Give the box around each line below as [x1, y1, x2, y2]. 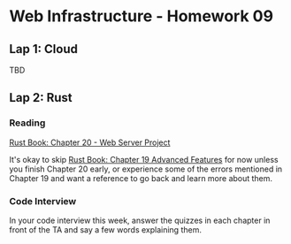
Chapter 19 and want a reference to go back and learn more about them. [9, 172, 272, 183]
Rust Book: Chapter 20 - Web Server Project [9, 137, 171, 148]
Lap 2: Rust [9, 90, 73, 105]
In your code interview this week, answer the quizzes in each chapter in [9, 215, 271, 225]
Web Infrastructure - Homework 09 [9, 6, 274, 27]
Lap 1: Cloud [9, 42, 78, 57]
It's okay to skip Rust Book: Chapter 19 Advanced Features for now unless [9, 154, 279, 164]
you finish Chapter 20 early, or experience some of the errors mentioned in [9, 164, 283, 174]
